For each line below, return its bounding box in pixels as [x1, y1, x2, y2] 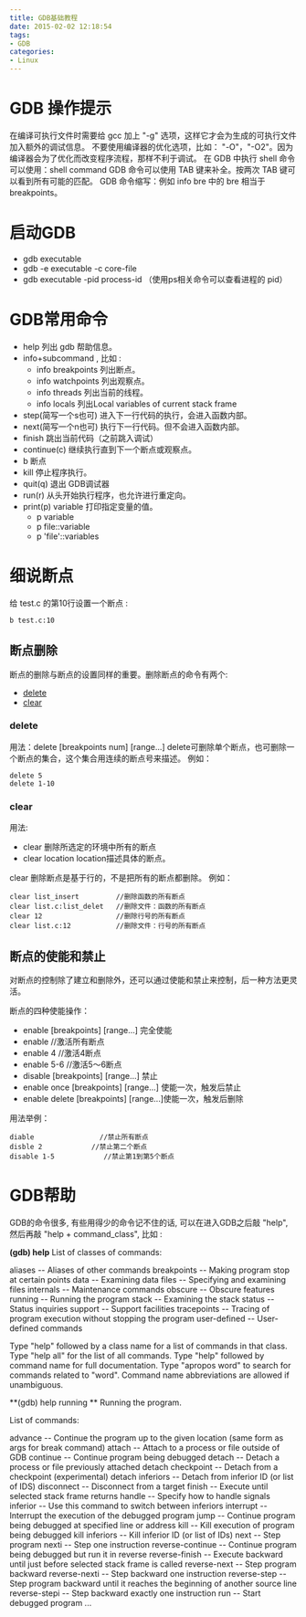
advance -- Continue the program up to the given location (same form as [9, 1432, 284, 1443]
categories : [9, 48, 55, 57]
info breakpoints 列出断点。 [36, 364, 141, 375]
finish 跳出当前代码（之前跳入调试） [22, 432, 158, 443]
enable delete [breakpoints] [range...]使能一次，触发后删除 [22, 1093, 244, 1104]
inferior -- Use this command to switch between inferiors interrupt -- [9, 1500, 268, 1511]
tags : [9, 30, 30, 39]
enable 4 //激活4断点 [22, 1047, 102, 1058]
